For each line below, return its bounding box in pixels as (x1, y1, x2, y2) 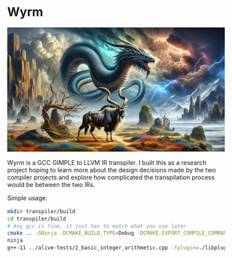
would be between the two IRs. (7, 180, 95, 188)
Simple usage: (7, 194, 48, 202)
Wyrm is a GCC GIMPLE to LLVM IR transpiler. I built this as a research (7, 158, 207, 166)
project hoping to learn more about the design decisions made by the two (7, 166, 216, 174)
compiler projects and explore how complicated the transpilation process (7, 173, 215, 181)
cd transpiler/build (7, 215, 67, 222)
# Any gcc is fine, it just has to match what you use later (7, 222, 187, 230)
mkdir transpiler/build (7, 208, 76, 215)
